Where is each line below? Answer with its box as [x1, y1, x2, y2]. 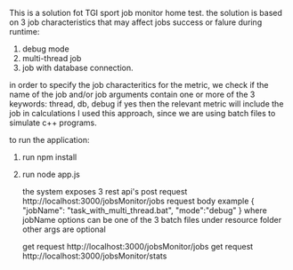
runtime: [9, 27, 40, 36]
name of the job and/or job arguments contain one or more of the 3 [9, 89, 256, 99]
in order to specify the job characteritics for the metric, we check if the [9, 80, 269, 90]
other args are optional [21, 224, 107, 234]
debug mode [21, 44, 69, 54]
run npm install [21, 152, 77, 163]
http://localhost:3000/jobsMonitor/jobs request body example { [21, 195, 255, 206]
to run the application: [9, 135, 90, 145]
